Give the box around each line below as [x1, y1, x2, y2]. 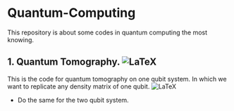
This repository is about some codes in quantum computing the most [7, 28, 208, 37]
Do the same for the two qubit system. [17, 96, 129, 104]
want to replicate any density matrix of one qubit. [7, 82, 150, 91]
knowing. [7, 35, 34, 44]
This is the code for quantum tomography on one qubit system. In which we [7, 74, 227, 83]
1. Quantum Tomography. [7, 56, 121, 68]
